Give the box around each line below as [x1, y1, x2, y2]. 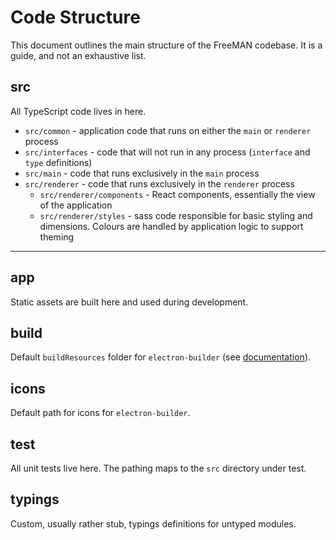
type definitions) [24, 156, 93, 168]
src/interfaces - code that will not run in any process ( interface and [24, 146, 311, 158]
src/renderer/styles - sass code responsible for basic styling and [39, 209, 313, 221]
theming [39, 231, 75, 243]
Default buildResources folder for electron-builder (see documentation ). [10, 351, 312, 363]
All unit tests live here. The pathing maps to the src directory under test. [10, 462, 307, 474]
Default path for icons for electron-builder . [10, 407, 191, 419]
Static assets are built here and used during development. [10, 296, 249, 308]
